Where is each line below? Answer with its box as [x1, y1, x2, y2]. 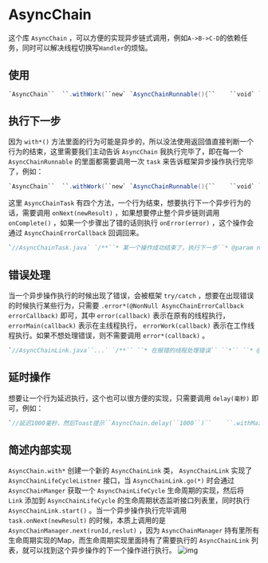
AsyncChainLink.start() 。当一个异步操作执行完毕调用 [8, 506, 187, 515]
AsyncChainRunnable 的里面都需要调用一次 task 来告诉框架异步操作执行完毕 [8, 157, 254, 167]
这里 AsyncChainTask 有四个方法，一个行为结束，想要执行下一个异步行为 [8, 198, 245, 208]
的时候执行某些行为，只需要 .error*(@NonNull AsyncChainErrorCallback [8, 301, 245, 310]
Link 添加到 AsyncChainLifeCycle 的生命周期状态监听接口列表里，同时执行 [8, 496, 250, 506]
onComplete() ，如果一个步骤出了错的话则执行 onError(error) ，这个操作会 [8, 218, 254, 228]
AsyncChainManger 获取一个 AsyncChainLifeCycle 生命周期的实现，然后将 [8, 486, 245, 495]
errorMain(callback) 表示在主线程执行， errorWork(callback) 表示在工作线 [8, 321, 255, 330]
